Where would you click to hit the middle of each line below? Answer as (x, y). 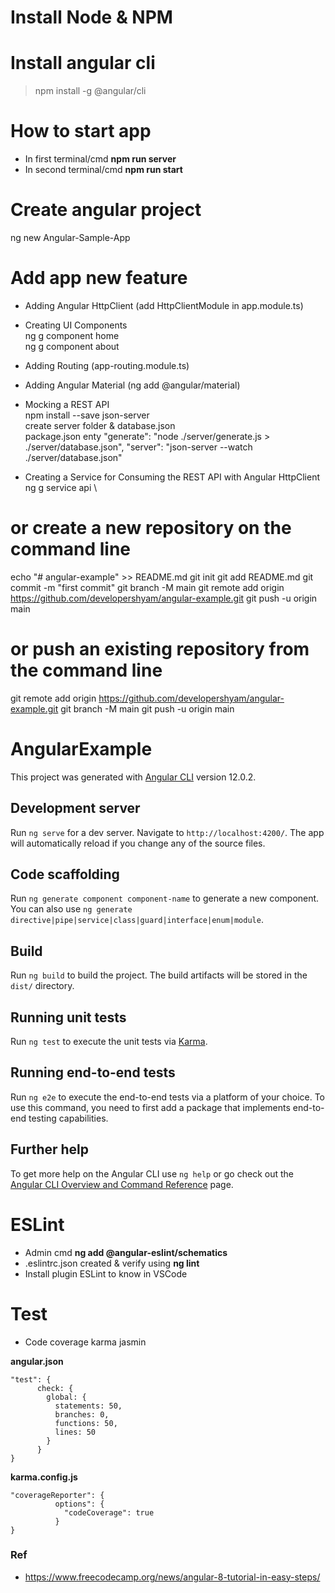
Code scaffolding (65, 874)
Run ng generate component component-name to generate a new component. (165, 898)
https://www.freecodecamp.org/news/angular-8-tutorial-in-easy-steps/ (172, 1577)
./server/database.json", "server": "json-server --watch (138, 447)
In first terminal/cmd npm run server (100, 159)
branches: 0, (82, 1414)
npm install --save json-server (87, 415)
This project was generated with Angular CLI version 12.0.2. (133, 777)
